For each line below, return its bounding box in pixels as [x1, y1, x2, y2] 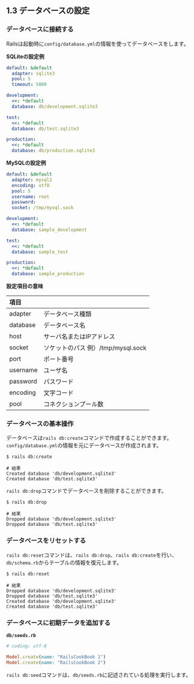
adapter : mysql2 [11, 177, 52, 183]
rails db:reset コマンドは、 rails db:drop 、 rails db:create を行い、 [6, 551, 177, 558]
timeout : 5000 [11, 82, 47, 88]
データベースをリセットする [6, 537, 86, 545]
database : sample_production [11, 271, 85, 277]
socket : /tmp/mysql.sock [11, 205, 74, 211]
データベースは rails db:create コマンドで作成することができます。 [6, 435, 172, 442]
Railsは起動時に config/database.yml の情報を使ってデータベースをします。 [6, 40, 189, 47]
